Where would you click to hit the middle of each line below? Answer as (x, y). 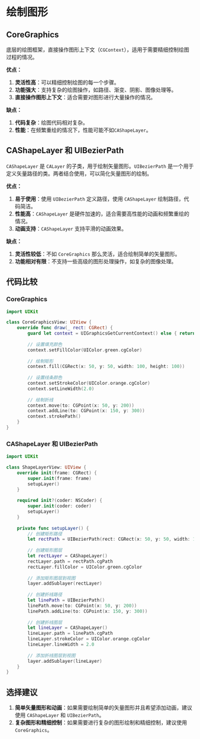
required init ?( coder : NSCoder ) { (60, 501)
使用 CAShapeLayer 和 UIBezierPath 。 (60, 715)
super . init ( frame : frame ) (60, 478)
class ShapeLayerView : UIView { (46, 467)
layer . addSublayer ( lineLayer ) (65, 661)
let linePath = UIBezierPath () (66, 600)
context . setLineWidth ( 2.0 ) (61, 389)
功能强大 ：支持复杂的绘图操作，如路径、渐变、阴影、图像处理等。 (96, 90)
